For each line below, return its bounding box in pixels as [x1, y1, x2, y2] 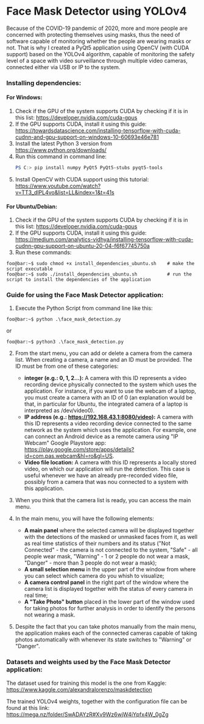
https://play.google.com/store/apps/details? [24, 446, 135, 453]
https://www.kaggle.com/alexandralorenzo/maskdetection [6, 686, 152, 693]
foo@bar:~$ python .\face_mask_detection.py [6, 316, 121, 323]
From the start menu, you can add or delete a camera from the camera [15, 349, 192, 357]
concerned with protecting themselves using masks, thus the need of [6, 31, 181, 38]
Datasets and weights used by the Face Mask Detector [6, 658, 171, 667]
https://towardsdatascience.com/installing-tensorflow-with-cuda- [15, 127, 181, 134]
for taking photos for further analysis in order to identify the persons [24, 605, 196, 612]
